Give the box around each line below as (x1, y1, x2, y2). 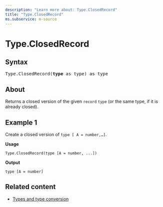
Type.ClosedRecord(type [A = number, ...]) (5, 151, 97, 156)
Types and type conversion (12, 196, 69, 202)
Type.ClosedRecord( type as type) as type (5, 71, 108, 77)
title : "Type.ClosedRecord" (5, 12, 64, 17)
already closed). (5, 104, 38, 110)
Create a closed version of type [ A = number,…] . (5, 132, 107, 137)
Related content (5, 183, 56, 191)
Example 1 (5, 118, 37, 127)
